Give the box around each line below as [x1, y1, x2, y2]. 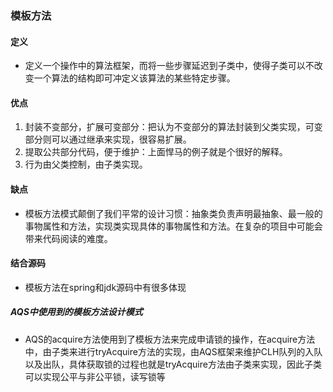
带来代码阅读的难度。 [24, 232, 113, 244]
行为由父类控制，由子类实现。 [24, 158, 148, 171]
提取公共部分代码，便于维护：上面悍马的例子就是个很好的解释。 [24, 146, 288, 158]
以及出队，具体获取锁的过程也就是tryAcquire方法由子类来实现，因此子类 [24, 358, 322, 370]
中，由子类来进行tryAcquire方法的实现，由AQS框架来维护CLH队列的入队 [24, 345, 323, 357]
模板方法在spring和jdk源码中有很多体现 [24, 281, 187, 293]
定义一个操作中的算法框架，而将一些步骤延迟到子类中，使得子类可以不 [24, 60, 315, 72]
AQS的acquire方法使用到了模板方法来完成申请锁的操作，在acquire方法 [24, 333, 316, 345]
